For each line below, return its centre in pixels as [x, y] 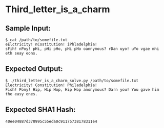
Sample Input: [28, 28]
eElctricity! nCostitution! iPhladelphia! [51, 44]
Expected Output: [34, 69]
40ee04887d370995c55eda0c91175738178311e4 [51, 121]
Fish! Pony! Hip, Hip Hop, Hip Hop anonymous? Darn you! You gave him [82, 89]
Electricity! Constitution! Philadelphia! [51, 85]
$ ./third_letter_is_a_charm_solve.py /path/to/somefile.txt [72, 81]
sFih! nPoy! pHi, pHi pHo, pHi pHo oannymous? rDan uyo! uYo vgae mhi [82, 49]
